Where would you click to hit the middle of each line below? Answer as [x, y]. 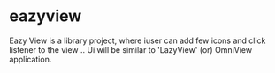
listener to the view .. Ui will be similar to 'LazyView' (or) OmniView [131, 49]
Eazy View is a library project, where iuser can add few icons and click [137, 40]
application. [31, 59]
